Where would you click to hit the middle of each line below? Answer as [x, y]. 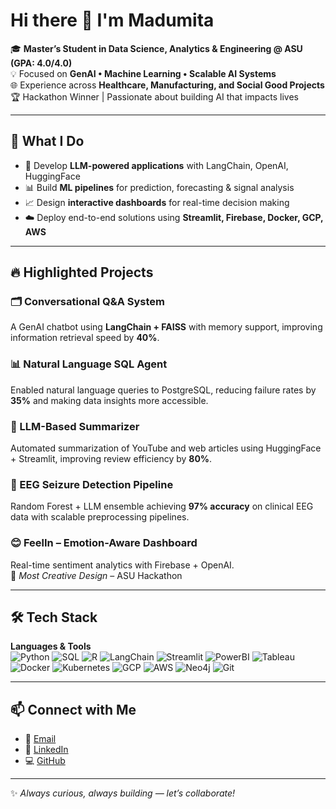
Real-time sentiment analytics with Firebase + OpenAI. [122, 565]
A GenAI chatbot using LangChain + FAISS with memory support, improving [166, 327]
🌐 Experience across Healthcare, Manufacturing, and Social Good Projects [167, 85]
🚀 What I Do [47, 141]
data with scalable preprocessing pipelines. [100, 517]
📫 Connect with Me [73, 709]
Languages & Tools [51, 646]
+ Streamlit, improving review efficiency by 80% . [111, 459]
